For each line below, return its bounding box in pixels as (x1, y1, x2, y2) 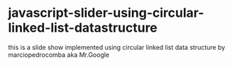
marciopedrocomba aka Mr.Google (8, 51, 110, 59)
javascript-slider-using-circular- (8, 5, 204, 21)
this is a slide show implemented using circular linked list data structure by (8, 43, 226, 51)
